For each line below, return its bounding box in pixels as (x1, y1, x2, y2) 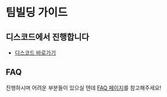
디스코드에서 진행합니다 (6, 32, 89, 42)
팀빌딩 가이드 (6, 5, 68, 20)
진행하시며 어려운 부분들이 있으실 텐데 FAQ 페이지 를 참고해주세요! (6, 84, 161, 92)
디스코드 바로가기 (14, 49, 56, 56)
